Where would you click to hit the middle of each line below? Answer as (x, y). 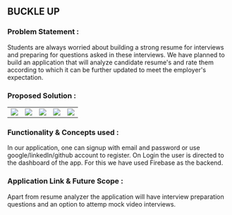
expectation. (25, 77)
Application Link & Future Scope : (65, 181)
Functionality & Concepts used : (63, 132)
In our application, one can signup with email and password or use (104, 148)
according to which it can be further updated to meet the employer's (107, 69)
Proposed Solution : (42, 95)
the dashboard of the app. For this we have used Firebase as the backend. (115, 163)
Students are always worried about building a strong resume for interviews (116, 47)
